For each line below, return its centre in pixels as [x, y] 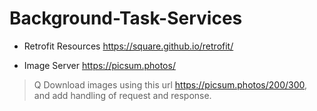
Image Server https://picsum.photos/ [99, 65]
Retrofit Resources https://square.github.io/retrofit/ [128, 46]
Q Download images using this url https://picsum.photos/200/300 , [170, 84]
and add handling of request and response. [122, 95]
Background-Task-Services [126, 18]
